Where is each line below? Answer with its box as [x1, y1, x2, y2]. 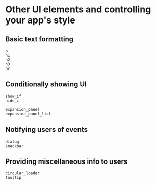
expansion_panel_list [5, 111, 51, 117]
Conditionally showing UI [5, 80, 87, 89]
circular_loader [5, 171, 40, 176]
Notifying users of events [5, 125, 88, 134]
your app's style [5, 14, 75, 26]
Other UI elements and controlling [5, 4, 151, 15]
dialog [5, 139, 19, 144]
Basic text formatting [5, 35, 74, 43]
